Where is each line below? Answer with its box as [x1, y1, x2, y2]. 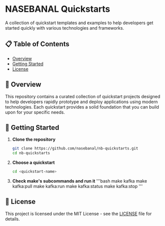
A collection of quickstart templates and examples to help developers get [5, 20, 154, 26]
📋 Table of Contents [5, 40, 70, 48]
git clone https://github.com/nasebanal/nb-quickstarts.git [12, 146, 138, 151]
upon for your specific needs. [5, 109, 65, 115]
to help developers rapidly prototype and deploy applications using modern [5, 99, 158, 105]
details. [5, 216, 20, 222]
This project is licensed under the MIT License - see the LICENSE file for [5, 211, 152, 217]
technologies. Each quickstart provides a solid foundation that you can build [5, 104, 159, 110]
